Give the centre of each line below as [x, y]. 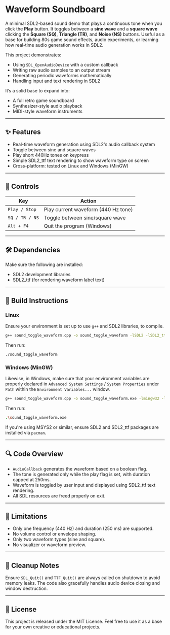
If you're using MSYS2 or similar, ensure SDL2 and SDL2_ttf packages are [82, 427]
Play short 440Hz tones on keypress [51, 155]
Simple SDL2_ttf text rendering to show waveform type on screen [81, 160]
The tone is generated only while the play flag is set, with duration [81, 474]
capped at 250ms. [32, 479]
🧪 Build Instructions [37, 300]
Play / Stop [22, 209]
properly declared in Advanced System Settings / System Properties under [82, 384]
